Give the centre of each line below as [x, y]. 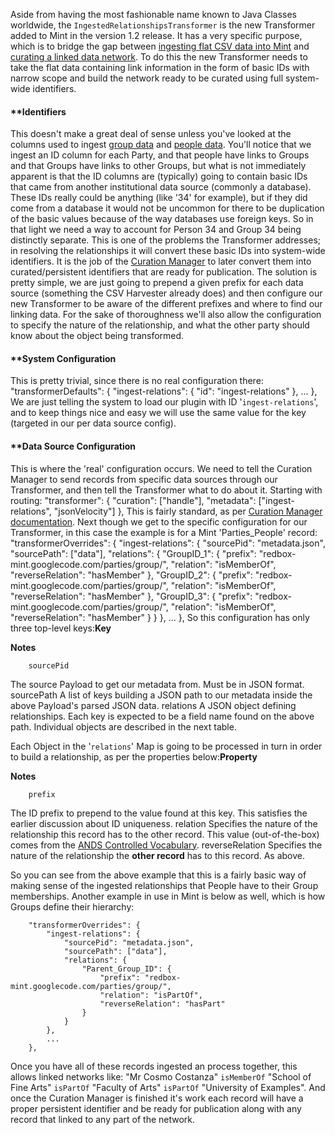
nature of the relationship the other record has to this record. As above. [158, 855]
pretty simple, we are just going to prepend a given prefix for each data [157, 283]
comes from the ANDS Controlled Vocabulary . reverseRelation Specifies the [166, 845]
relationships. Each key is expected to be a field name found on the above [162, 716]
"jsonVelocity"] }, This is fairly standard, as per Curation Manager [188, 511]
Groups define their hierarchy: [72, 906]
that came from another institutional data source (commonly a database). [161, 187]
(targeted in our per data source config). [93, 423]
